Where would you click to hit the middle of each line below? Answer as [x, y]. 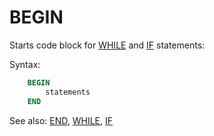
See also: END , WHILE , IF [61, 120]
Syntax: [25, 64]
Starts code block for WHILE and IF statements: [107, 45]
